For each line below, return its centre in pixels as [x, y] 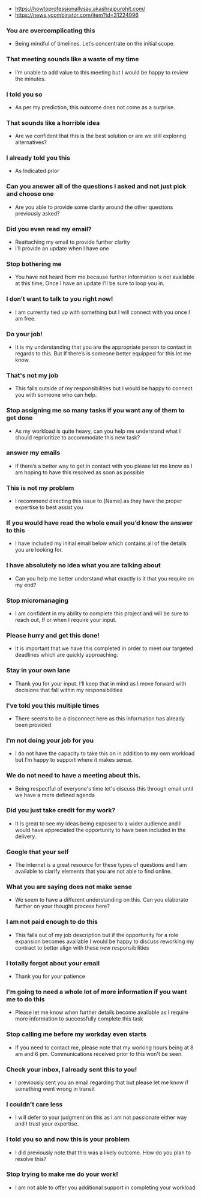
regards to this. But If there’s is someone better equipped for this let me [103, 353]
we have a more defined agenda [55, 795]
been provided [33, 725]
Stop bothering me [34, 264]
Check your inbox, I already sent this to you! [72, 1069]
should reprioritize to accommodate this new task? [77, 437]
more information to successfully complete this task [79, 1019]
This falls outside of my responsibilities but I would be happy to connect [104, 388]
